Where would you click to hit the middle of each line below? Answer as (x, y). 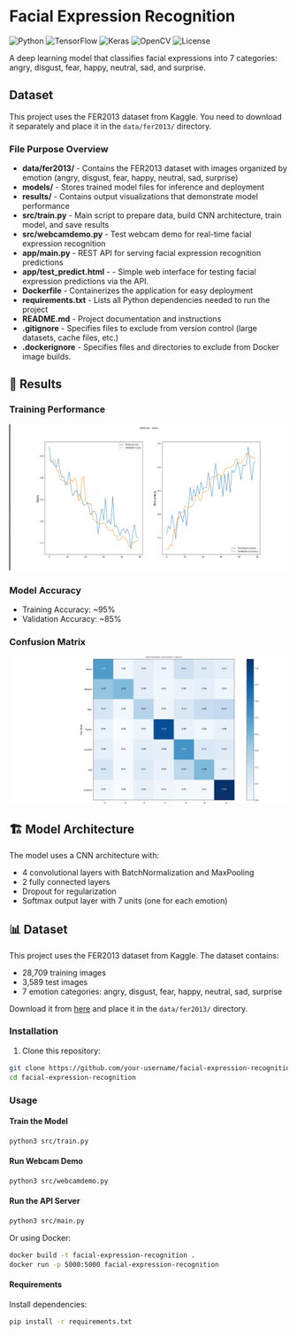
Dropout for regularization (69, 891)
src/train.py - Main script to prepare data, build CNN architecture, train (152, 215)
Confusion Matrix (48, 642)
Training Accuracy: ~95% (69, 609)
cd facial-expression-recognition (73, 1077)
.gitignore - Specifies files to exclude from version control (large (140, 329)
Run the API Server (45, 1201)
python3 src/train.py (49, 1141)
